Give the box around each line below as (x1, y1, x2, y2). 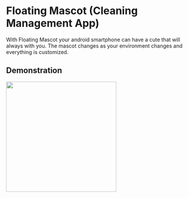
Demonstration (6, 66, 63, 76)
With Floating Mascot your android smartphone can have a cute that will (6, 36, 180, 43)
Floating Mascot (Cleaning (6, 4, 138, 18)
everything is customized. (6, 48, 69, 55)
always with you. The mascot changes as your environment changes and (6, 42, 183, 49)
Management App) (6, 16, 100, 30)
